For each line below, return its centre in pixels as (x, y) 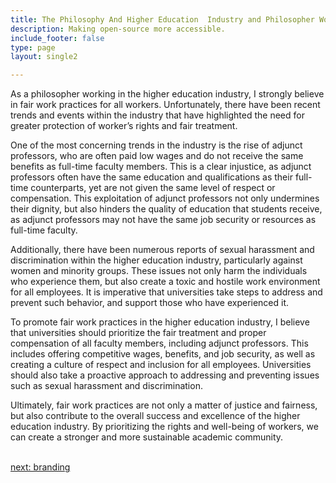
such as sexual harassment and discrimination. (106, 386)
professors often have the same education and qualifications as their (151, 177)
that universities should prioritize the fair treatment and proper (138, 333)
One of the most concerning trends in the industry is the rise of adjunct (156, 145)
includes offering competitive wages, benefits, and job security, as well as (163, 354)
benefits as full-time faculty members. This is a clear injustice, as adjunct (161, 167)
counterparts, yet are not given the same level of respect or (153, 188)
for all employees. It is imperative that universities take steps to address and (166, 292)
